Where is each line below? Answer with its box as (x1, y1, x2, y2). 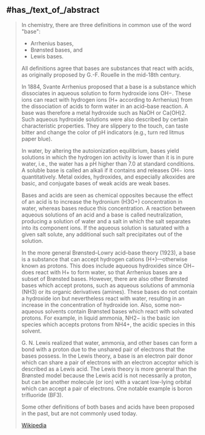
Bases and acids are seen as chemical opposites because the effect (21, 191, 193, 199)
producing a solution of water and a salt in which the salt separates (21, 217, 191, 225)
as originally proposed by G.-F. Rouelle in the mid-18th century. (21, 71, 181, 79)
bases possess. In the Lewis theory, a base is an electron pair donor (21, 352, 193, 360)
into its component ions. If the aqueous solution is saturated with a (21, 224, 189, 231)
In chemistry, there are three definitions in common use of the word (21, 21, 192, 28)
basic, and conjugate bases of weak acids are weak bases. (21, 179, 170, 187)
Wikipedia (21, 422, 47, 429)
